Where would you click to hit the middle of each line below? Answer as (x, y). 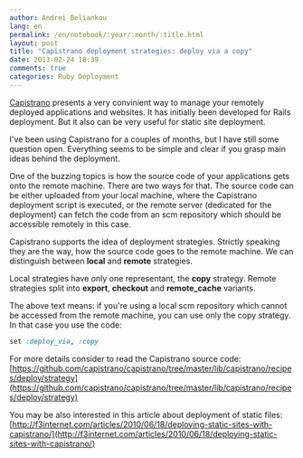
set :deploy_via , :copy (54, 341)
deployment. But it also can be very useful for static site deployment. (137, 121)
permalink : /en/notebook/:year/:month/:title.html (107, 34)
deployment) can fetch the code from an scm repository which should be (146, 215)
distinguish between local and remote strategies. (101, 261)
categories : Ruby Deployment (64, 77)
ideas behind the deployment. (65, 158)
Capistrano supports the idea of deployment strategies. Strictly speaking (145, 242)
